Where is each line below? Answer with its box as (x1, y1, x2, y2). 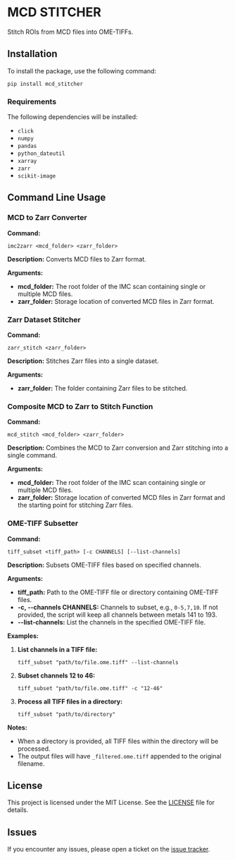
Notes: (7, 723, 28, 732)
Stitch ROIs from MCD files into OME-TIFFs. (7, 27, 134, 36)
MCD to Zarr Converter (7, 213, 87, 223)
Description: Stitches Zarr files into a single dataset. (7, 357, 160, 365)
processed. (17, 744, 51, 753)
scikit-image (17, 173, 56, 180)
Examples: (7, 632, 39, 640)
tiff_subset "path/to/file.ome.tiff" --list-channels (17, 658, 179, 666)
